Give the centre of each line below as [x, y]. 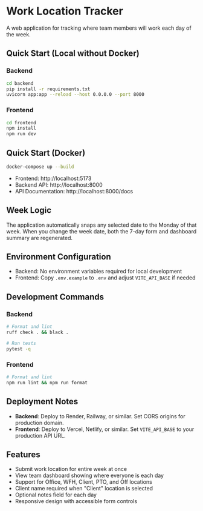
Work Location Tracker [65, 11]
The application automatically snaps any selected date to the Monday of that [101, 225]
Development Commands [55, 297]
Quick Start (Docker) [46, 153]
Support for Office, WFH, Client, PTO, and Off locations [83, 482]
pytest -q [19, 349]
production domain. [40, 422]
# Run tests [21, 343]
